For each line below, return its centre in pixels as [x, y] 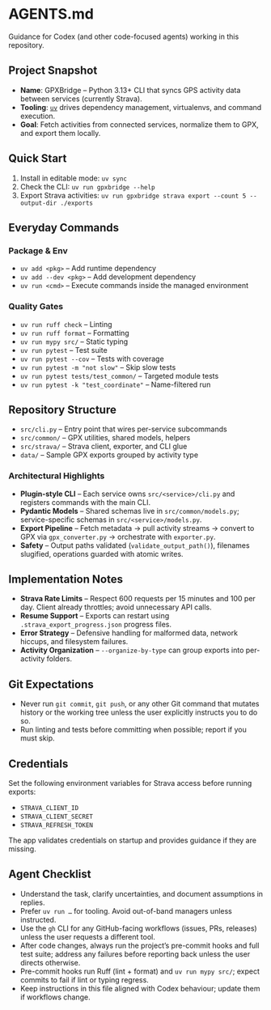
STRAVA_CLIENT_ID [49, 808]
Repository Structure [63, 410]
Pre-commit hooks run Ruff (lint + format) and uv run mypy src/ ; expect [140, 971]
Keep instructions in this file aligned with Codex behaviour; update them [140, 988]
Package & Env [38, 250]
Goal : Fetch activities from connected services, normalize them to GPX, [139, 124]
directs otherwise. [50, 962]
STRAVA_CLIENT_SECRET [56, 817]
